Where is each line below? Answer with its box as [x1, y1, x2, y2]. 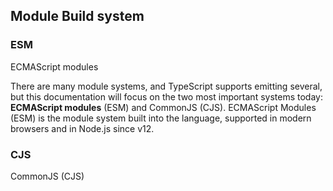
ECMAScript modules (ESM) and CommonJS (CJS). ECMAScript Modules [10, 101, 317, 113]
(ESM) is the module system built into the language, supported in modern [10, 112, 312, 124]
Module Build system [10, 8, 145, 25]
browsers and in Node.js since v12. [10, 122, 155, 134]
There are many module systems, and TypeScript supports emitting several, [10, 80, 323, 92]
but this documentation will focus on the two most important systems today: [10, 90, 323, 103]
